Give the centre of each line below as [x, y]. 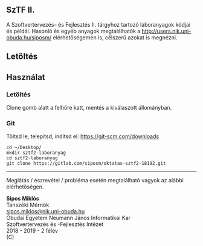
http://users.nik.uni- [166, 31]
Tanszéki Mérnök [28, 205]
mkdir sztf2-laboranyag [36, 153]
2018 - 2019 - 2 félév [32, 231]
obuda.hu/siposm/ [29, 37]
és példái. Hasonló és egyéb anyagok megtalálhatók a [73, 31]
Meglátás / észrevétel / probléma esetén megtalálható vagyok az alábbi [95, 181]
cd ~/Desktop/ [24, 148]
